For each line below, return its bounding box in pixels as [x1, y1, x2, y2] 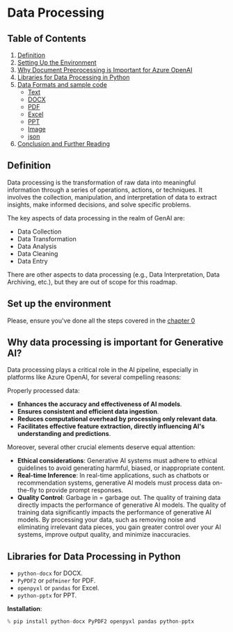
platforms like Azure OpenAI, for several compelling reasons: [7, 373, 182, 382]
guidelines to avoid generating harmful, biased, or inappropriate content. [17, 464, 225, 472]
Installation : [7, 605, 42, 613]
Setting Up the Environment [17, 58, 97, 67]
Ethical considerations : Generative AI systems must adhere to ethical [17, 457, 218, 465]
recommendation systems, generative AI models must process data [17, 478, 211, 487]
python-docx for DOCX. [17, 569, 83, 578]
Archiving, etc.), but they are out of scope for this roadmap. [7, 277, 177, 286]
